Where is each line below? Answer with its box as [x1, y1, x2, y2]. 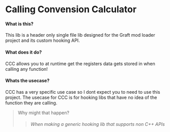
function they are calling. [5, 99, 58, 105]
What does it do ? [5, 49, 42, 55]
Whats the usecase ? [5, 77, 50, 84]
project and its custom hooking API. [5, 37, 80, 44]
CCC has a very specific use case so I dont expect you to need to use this [5, 89, 160, 95]
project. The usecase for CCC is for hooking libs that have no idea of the [5, 94, 157, 100]
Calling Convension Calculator [5, 4, 137, 15]
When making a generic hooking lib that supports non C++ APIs [30, 121, 165, 127]
